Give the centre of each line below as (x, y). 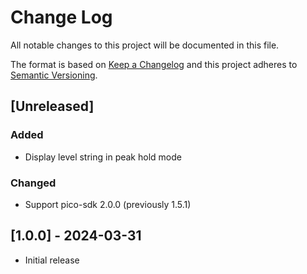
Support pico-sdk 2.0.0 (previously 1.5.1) (108, 204)
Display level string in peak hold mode (103, 157)
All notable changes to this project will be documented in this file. (145, 45)
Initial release (52, 260)
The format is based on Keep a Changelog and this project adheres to (154, 64)
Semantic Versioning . (54, 75)
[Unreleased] (52, 106)
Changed (33, 183)
